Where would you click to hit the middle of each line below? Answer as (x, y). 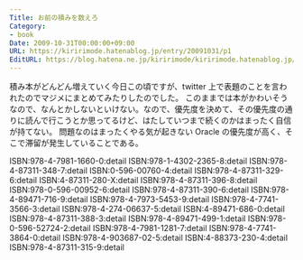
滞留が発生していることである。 (84, 143)
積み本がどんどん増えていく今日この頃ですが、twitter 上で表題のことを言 (144, 86)
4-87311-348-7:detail (49, 171)
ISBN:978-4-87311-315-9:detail (67, 247)
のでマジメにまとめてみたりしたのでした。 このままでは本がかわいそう (156, 97)
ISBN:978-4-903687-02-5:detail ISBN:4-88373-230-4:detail (175, 237)
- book (22, 34)
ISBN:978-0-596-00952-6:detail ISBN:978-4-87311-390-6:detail (129, 190)
